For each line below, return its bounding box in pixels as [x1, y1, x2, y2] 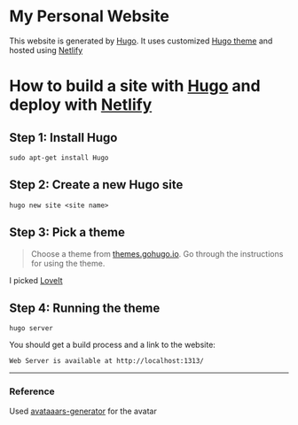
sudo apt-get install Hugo [9, 153, 109, 162]
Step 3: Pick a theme [9, 225, 126, 240]
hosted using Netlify [9, 44, 83, 55]
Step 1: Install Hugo [9, 130, 118, 145]
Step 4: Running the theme [9, 300, 161, 315]
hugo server [9, 324, 53, 333]
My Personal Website [9, 6, 170, 27]
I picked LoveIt [9, 274, 64, 285]
